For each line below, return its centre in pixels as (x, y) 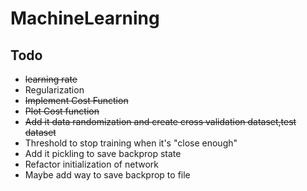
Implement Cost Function (76, 100)
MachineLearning (85, 18)
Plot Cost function (62, 111)
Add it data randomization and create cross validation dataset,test (160, 121)
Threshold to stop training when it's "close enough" (131, 143)
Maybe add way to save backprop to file (107, 175)
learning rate (51, 79)
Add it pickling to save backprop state (103, 153)
